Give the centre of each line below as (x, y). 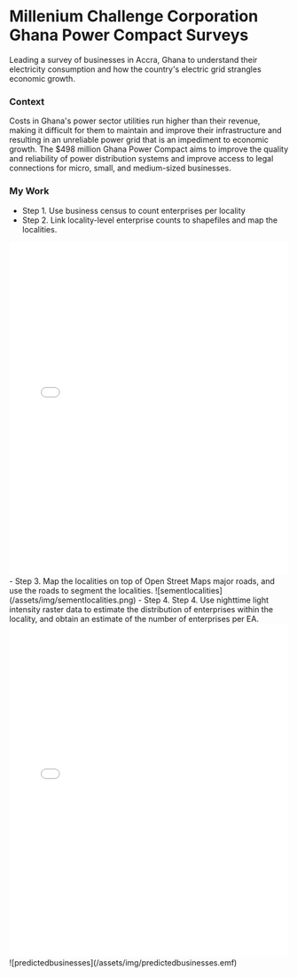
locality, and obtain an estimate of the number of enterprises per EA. (134, 619)
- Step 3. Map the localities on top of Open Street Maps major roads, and (142, 581)
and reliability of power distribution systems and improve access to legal (141, 159)
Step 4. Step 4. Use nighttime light (206, 600)
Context (27, 101)
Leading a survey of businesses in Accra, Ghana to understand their (133, 59)
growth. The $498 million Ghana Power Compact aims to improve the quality (149, 149)
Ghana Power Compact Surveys (129, 35)
